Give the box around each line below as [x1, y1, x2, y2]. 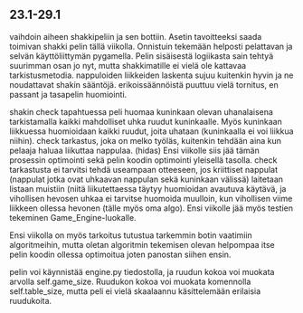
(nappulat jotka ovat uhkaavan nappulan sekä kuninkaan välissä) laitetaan [9, 174, 283, 185]
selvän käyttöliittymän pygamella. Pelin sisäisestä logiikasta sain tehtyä [9, 50, 274, 62]
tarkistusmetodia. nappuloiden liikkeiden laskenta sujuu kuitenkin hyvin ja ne [9, 70, 294, 81]
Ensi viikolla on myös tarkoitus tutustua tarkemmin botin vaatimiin [9, 230, 253, 241]
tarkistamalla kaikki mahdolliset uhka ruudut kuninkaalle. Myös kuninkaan [9, 116, 282, 127]
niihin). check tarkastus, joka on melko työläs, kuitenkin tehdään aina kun [9, 135, 282, 146]
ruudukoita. [9, 295, 52, 306]
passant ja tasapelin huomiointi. [9, 89, 128, 100]
